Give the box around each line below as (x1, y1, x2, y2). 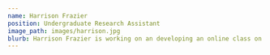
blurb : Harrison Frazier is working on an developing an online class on (7, 34, 263, 43)
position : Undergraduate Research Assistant (7, 19, 161, 27)
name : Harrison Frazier (7, 11, 88, 20)
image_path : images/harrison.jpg (7, 27, 121, 35)
